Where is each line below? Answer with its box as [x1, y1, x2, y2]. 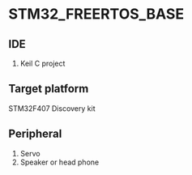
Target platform [8, 82, 89, 96]
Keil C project [19, 58, 66, 68]
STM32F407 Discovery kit [8, 103, 96, 113]
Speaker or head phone [19, 157, 100, 167]
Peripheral [8, 127, 62, 141]
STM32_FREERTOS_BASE [8, 5, 185, 23]
